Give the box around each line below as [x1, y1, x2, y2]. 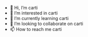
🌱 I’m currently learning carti [9, 15, 69, 21]
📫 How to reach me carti [9, 26, 62, 32]
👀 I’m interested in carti [9, 10, 58, 16]
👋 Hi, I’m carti [9, 5, 38, 10]
